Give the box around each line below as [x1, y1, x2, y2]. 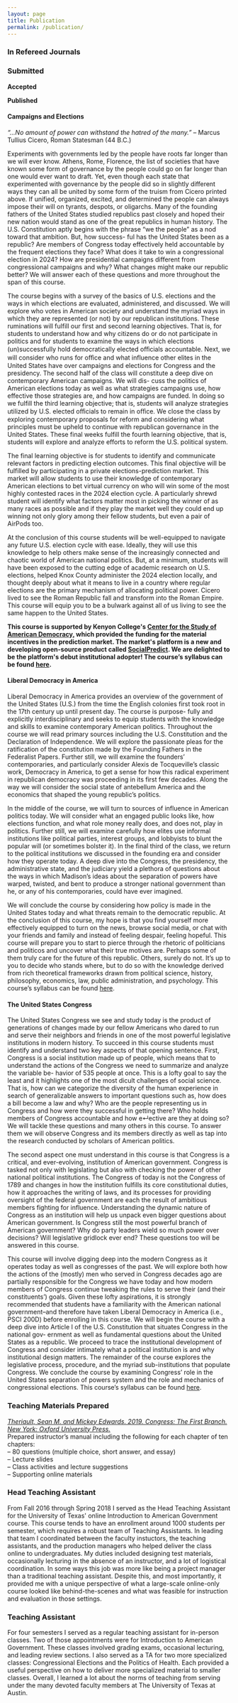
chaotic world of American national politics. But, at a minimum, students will [7, 556, 228, 564]
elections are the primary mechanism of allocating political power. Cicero [7, 585, 221, 594]
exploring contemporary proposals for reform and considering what [7, 415, 205, 423]
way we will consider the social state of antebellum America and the [7, 783, 206, 791]
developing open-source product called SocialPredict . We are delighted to [7, 644, 230, 654]
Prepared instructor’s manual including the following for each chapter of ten [7, 1432, 229, 1441]
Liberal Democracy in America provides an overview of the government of [7, 692, 224, 701]
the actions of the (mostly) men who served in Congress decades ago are [7, 1270, 222, 1279]
